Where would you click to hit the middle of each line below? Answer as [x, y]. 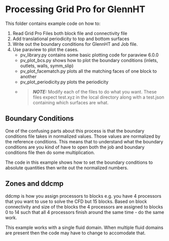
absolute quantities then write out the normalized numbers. [67, 168]
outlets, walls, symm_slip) [47, 66]
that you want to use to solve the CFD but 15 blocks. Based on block [76, 201]
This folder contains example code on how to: [53, 23]
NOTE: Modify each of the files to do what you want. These [95, 92]
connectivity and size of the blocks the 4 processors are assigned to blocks [84, 206]
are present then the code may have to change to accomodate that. [75, 233]
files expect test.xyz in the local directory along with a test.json [98, 97]
